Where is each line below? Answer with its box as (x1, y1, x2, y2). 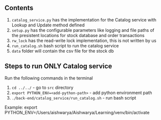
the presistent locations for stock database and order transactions (11, 32, 145, 38)
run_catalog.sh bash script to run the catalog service (11, 42, 119, 48)
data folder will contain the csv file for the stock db (11, 48, 114, 54)
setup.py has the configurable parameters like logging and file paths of (11, 27, 155, 33)
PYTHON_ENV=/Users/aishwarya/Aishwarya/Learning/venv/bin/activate (4, 109, 150, 115)
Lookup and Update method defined (11, 22, 85, 28)
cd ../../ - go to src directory (11, 84, 74, 90)
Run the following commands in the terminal (4, 75, 93, 81)
